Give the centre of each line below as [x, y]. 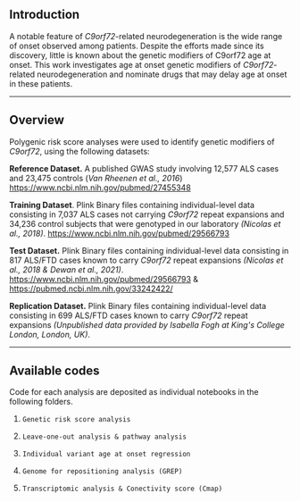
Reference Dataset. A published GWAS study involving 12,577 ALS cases [144, 168]
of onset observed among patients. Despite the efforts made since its [137, 46]
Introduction [45, 15]
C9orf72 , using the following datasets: [79, 151]
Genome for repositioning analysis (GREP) [102, 472]
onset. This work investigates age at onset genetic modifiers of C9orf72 [142, 64]
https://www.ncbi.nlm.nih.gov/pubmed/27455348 [100, 188]
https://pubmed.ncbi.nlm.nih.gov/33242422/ [92, 289]
